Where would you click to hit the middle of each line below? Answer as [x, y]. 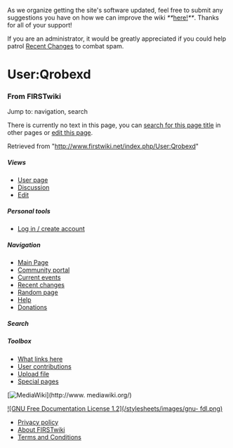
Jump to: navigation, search [47, 112]
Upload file [33, 374]
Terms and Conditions [49, 437]
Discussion [33, 187]
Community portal [44, 270]
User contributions [44, 366]
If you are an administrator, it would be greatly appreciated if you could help [117, 39]
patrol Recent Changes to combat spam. [66, 46]
